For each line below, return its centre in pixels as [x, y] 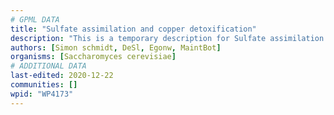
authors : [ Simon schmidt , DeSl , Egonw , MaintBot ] [116, 47]
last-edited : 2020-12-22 [62, 76]
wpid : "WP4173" [42, 94]
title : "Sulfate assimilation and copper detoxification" [133, 29]
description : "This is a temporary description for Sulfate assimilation [167, 38]
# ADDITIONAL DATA [48, 66]
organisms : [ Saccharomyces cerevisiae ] [93, 57]
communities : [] [44, 85]
